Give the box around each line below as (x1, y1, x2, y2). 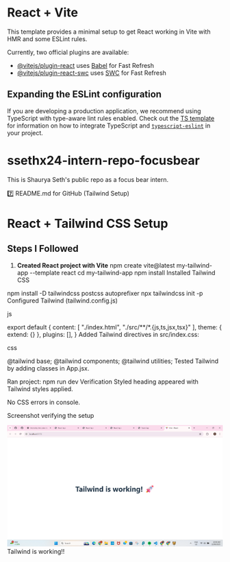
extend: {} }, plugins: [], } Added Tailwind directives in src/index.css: (7, 330, 200, 338)
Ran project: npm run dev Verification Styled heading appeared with (7, 377, 199, 386)
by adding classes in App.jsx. (7, 364, 90, 372)
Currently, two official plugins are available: (7, 48, 129, 56)
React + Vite (7, 5, 79, 21)
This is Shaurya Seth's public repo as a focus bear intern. (7, 175, 169, 183)
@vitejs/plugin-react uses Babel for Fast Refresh (16, 61, 155, 69)
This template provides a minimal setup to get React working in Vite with (7, 27, 211, 36)
